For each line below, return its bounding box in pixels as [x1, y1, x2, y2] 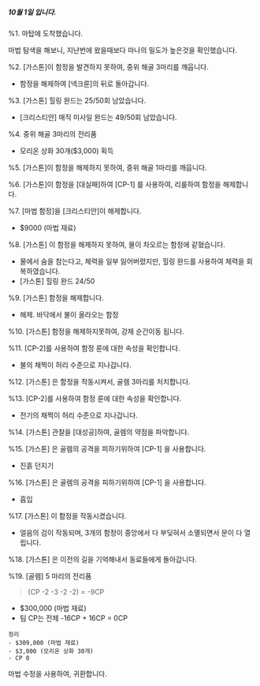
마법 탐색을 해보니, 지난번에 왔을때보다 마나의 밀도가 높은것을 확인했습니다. [8, 45, 238, 54]
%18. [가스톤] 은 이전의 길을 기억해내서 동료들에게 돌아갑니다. [8, 554, 197, 564]
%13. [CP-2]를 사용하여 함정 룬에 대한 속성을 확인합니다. [8, 393, 182, 403]
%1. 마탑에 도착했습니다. [8, 28, 84, 38]
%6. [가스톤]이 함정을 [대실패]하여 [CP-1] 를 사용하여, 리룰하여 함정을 [8, 179, 221, 189]
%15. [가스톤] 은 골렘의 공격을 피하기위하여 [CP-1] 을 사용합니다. [8, 444, 206, 453]
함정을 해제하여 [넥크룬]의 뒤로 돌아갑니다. [19, 79, 150, 88]
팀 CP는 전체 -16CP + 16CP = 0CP [19, 613, 128, 623]
